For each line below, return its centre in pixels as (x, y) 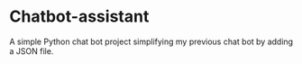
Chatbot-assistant (79, 17)
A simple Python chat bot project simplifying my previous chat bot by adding (151, 41)
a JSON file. (32, 50)
